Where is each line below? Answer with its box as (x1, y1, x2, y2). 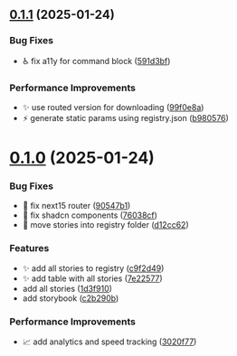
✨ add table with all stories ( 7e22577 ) (22, 273, 163, 284)
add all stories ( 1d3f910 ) (22, 283, 113, 294)
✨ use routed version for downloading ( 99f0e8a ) (22, 101, 204, 112)
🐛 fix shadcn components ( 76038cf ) (22, 210, 158, 220)
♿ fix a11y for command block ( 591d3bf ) (22, 55, 171, 66)
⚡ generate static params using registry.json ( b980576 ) (22, 112, 229, 123)
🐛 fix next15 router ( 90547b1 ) (22, 201, 131, 211)
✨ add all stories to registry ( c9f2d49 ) (22, 262, 165, 274)
